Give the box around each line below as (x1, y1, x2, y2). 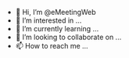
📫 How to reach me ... (15, 42, 88, 50)
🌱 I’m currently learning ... (15, 24, 99, 33)
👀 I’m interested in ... (15, 16, 82, 25)
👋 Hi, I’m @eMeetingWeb (15, 8, 96, 16)
